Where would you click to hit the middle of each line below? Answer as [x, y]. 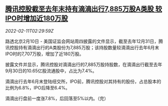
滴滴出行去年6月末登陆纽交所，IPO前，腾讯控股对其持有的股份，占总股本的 [83, 81]
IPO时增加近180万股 [37, 18]
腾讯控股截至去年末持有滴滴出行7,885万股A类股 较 [84, 9]
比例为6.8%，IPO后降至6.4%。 [38, 87]
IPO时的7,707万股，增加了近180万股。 [45, 54]
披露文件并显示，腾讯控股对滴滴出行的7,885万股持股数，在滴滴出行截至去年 [84, 64]
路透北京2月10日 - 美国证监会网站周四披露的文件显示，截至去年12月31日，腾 [84, 41]
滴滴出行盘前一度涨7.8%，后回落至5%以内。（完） [57, 98]
